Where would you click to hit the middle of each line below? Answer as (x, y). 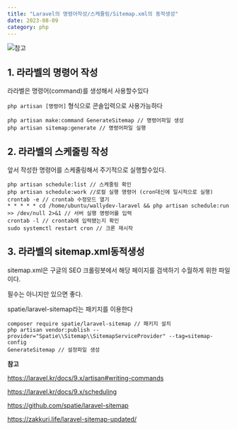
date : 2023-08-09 (33, 21)
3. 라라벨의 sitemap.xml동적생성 (76, 252)
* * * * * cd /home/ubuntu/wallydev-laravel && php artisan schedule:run (118, 206)
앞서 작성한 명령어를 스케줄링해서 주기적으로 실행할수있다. (87, 170)
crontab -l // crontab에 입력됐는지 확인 (63, 221)
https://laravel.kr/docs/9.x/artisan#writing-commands (86, 378)
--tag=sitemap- (191, 336)
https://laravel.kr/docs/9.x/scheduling (62, 391)
